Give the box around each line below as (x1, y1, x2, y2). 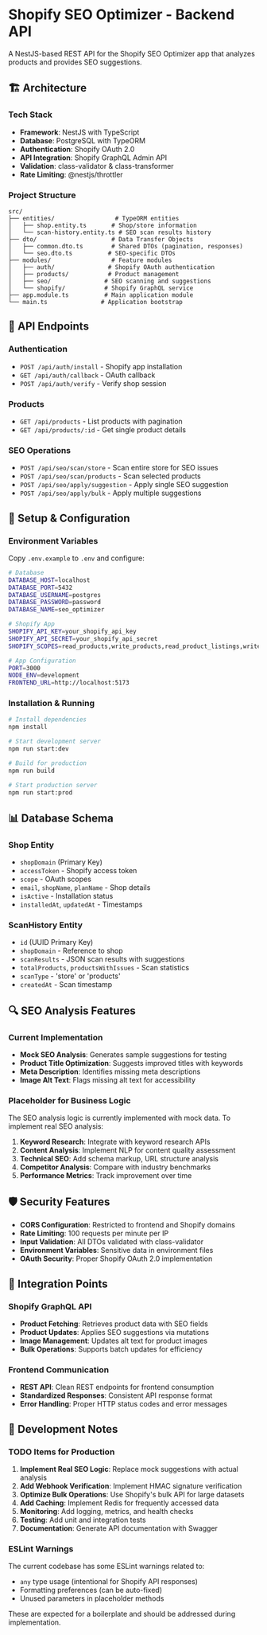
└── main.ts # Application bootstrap (8, 298, 183, 306)
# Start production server (8, 781, 98, 789)
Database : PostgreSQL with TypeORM (19, 135, 145, 145)
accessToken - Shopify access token (19, 866, 137, 876)
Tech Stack (8, 109, 53, 120)
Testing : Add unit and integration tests (19, 1515, 146, 1524)
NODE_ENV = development (8, 671, 80, 680)
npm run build (8, 767, 56, 775)
